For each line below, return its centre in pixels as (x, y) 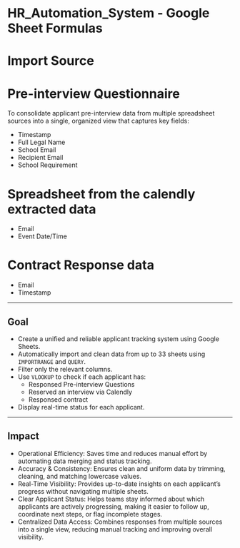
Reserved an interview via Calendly (80, 392)
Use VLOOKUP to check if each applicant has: (82, 377)
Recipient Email (40, 158)
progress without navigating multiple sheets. (83, 491)
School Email (37, 150)
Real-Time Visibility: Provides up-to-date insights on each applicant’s (119, 484)
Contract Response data (81, 265)
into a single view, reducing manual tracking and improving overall (115, 529)
